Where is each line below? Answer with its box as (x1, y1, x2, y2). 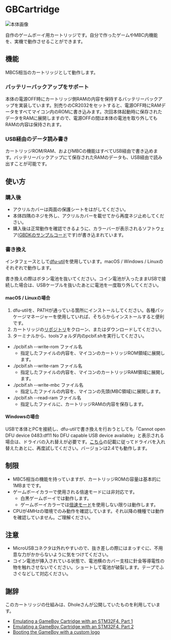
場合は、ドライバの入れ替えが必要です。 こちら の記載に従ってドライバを (5, 438, 157, 445)
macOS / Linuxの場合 (5, 295, 51, 301)
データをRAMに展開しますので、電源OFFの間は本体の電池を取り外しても (5, 115, 158, 121)
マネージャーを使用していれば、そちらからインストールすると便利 (26, 313, 164, 320)
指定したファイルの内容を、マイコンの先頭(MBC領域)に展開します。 (20, 388, 163, 394)
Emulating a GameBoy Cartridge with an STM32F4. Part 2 (12, 624, 134, 630)
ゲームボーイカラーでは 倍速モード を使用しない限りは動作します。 (20, 502, 158, 508)
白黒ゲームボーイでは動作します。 (20, 495, 92, 501)
